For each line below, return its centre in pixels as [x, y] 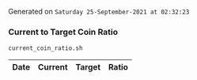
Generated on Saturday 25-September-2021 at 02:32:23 [99, 11]
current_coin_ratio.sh [45, 48]
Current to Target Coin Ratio [63, 32]
